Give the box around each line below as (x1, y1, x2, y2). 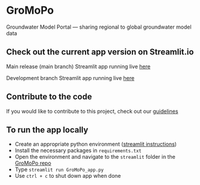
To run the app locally (6, 125, 88, 135)
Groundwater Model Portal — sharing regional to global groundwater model (6, 23, 192, 30)
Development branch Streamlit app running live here (6, 74, 135, 81)
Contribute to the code (6, 92, 93, 102)
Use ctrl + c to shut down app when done (14, 172, 121, 180)
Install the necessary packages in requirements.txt (14, 147, 142, 154)
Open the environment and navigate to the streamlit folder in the (14, 153, 176, 161)
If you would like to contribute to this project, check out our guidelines (6, 107, 179, 115)
